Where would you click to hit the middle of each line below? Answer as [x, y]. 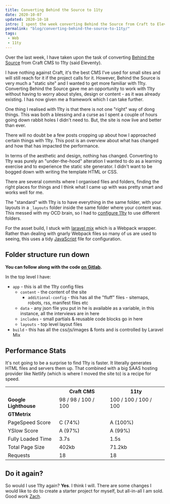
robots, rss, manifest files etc [58, 303]
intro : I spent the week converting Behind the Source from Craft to [80, 24]
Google [17, 400]
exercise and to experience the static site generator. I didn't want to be [79, 166]
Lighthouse [22, 406]
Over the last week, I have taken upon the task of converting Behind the [80, 57]
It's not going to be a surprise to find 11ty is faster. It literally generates [78, 363]
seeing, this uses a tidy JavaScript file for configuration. [63, 239]
